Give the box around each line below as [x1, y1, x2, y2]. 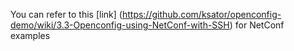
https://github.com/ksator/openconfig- [121, 9, 282, 20]
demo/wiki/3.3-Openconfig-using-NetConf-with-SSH [10, 19, 230, 31]
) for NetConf [229, 19, 285, 31]
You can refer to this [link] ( [10, 9, 123, 20]
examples [10, 30, 51, 41]
